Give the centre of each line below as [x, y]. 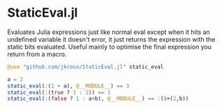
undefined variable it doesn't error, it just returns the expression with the [111, 39]
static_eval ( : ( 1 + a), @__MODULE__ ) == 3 [68, 86]
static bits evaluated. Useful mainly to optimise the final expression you [109, 47]
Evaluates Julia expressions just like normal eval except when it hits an [109, 32]
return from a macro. [37, 54]
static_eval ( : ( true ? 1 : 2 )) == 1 [59, 92]
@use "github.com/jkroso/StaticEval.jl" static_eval [86, 67]
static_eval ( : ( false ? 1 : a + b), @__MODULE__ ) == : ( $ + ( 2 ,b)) [98, 99]
